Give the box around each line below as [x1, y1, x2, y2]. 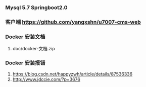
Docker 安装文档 [5, 33, 45, 40]
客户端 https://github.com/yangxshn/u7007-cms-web [5, 18, 141, 25]
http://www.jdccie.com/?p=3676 [12, 76, 81, 82]
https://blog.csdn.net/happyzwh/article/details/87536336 [12, 71, 133, 77]
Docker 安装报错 [5, 59, 45, 66]
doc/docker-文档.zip [12, 46, 56, 52]
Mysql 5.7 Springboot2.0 [5, 4, 68, 11]
